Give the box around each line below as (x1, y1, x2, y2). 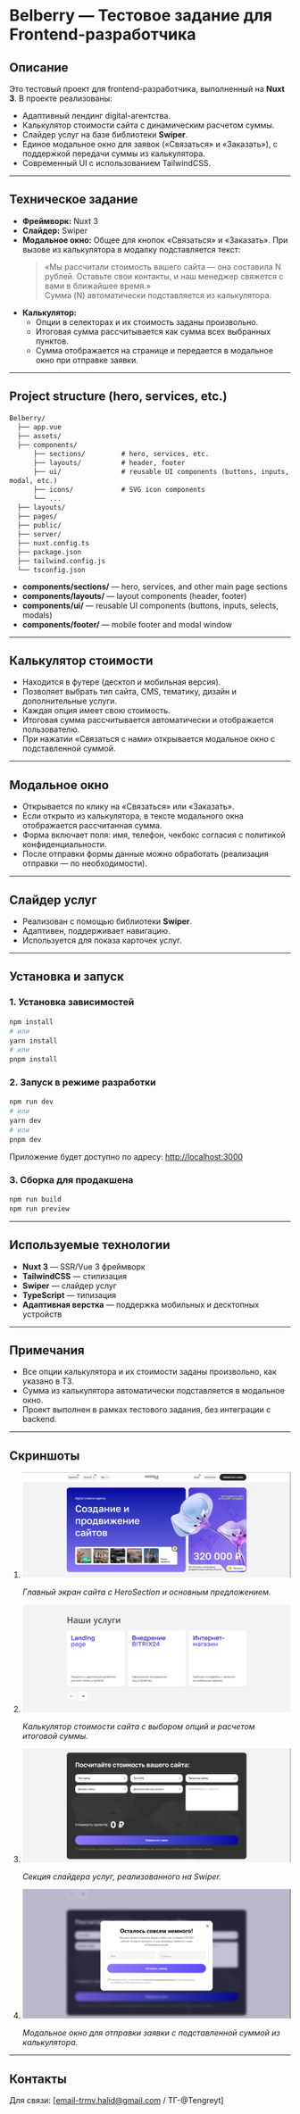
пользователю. (21, 724, 80, 735)
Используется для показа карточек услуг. (21, 935, 183, 946)
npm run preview (9, 1204, 70, 1213)
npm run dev (9, 1097, 54, 1107)
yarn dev (9, 1117, 42, 1126)
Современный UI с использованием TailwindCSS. (21, 158, 212, 168)
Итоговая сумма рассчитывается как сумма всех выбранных (35, 326, 271, 337)
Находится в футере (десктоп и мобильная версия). (21, 677, 221, 687)
